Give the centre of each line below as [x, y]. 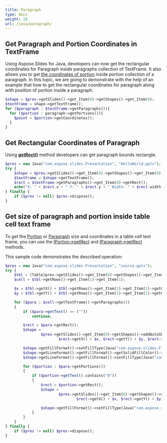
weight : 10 [16, 19]
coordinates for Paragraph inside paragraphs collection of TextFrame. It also [83, 69]
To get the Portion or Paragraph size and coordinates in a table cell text [78, 236]
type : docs [16, 14]
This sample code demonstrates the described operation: [64, 256]
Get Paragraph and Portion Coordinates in [71, 44]
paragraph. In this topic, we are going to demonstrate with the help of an [79, 80]
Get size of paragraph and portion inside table [78, 217]
